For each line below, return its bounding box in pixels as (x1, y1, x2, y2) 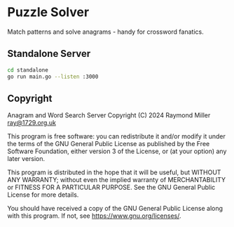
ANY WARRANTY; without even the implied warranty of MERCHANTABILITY (7, 176, 226, 184)
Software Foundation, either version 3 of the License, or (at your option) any (7, 147, 227, 155)
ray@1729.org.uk (7, 119, 56, 127)
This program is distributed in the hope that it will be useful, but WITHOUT (7, 168, 221, 176)
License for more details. (7, 190, 79, 199)
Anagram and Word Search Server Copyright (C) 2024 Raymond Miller (7, 111, 211, 119)
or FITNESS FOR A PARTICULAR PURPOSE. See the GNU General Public (7, 183, 216, 192)
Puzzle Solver (7, 4, 90, 20)
